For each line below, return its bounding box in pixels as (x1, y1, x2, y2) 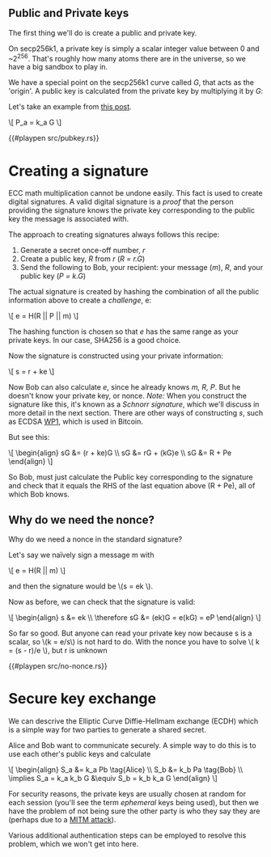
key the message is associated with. (8, 214, 129, 224)
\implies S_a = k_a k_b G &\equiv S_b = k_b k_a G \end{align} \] (8, 774, 218, 783)
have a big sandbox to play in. (8, 62, 108, 72)
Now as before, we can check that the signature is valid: (8, 597, 196, 607)
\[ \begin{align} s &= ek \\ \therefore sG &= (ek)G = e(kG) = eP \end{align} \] (8, 613, 261, 623)
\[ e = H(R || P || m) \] (8, 311, 79, 321)
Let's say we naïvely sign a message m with (8, 550, 155, 560)
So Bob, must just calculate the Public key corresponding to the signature (8, 472, 253, 482)
